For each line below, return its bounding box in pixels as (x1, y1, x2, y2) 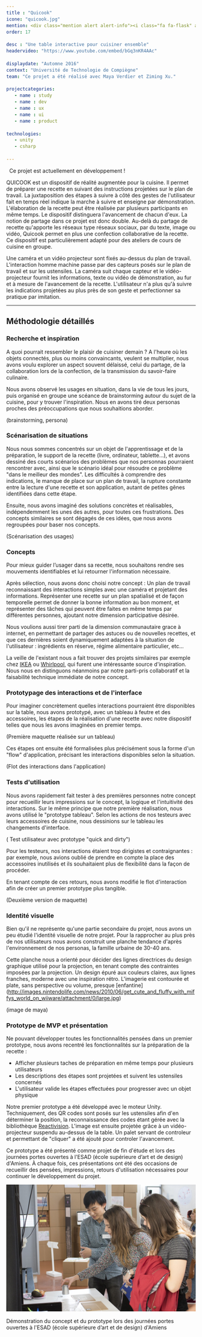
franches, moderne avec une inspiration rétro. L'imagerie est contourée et (6, 975, 189, 983)
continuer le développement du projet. (6, 1173, 101, 1180)
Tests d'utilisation (6, 778, 60, 787)
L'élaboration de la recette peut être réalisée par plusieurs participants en (6, 204, 188, 211)
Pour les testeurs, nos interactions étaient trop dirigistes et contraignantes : (6, 847, 193, 854)
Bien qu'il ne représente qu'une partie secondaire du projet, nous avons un (6, 925, 192, 933)
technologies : (6, 130, 42, 137)
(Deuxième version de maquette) (6, 896, 88, 904)
